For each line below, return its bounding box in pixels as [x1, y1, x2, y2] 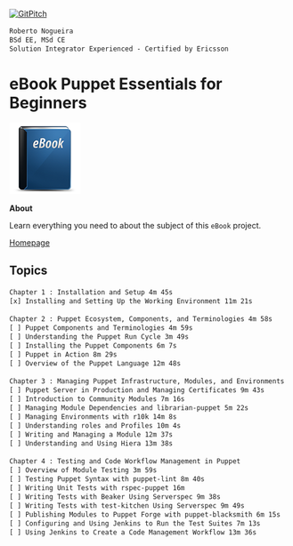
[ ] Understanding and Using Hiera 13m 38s [9, 438, 174, 448]
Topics [9, 263, 48, 278]
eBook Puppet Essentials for [9, 74, 223, 94]
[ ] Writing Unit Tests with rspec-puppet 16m [9, 483, 185, 493]
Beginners [9, 93, 87, 113]
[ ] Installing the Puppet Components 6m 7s [9, 341, 177, 350]
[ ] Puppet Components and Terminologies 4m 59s [9, 323, 193, 333]
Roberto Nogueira [9, 27, 74, 36]
